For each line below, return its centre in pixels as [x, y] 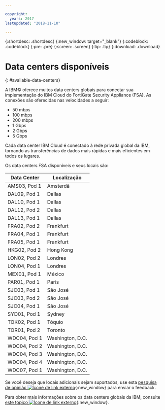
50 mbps [21, 110]
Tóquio [55, 322]
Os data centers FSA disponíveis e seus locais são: [57, 166]
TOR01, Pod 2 [24, 330]
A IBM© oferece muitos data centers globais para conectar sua [69, 90]
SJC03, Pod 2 [24, 298]
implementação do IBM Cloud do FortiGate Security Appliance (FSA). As [78, 95]
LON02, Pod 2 [24, 258]
